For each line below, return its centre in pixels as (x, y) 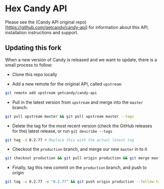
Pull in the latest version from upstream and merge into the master (77, 102)
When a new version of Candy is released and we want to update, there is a (81, 60)
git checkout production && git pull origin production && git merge (77, 158)
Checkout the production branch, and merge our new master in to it (80, 149)
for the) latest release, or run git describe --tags (62, 131)
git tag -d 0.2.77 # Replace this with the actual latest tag (70, 140)
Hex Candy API (36, 9)
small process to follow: (29, 65)
